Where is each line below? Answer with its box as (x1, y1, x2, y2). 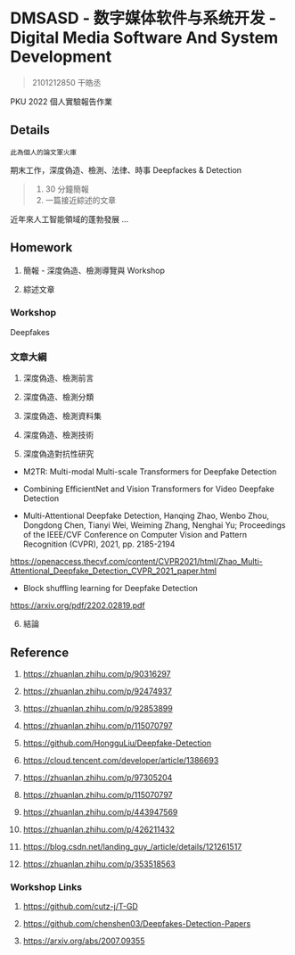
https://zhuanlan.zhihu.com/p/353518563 (22, 858, 176, 869)
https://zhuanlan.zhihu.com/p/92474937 (22, 686, 173, 696)
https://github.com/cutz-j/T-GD (22, 901, 139, 912)
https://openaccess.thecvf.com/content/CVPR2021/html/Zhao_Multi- (10, 556, 264, 567)
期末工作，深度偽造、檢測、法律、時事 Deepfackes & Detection (10, 164, 242, 175)
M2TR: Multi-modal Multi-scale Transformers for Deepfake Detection (22, 466, 277, 477)
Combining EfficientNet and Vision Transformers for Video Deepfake (22, 483, 275, 495)
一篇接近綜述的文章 (45, 194, 117, 205)
